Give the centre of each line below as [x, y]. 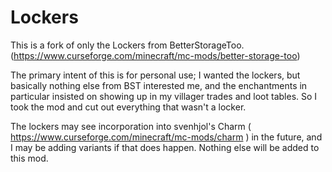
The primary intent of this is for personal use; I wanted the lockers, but [155, 75]
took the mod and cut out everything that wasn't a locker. [128, 107]
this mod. [29, 158]
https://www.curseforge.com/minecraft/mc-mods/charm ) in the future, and [166, 137]
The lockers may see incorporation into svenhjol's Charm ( [131, 126]
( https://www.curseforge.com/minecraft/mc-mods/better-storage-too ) [155, 55]
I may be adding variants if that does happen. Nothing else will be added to [165, 147]
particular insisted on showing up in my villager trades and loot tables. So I [164, 96]
